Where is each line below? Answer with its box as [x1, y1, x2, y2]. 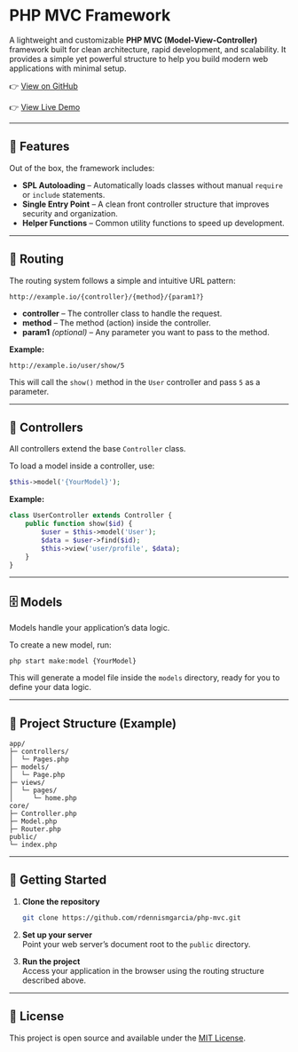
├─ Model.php [9, 817, 58, 826]
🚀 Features [9, 139, 70, 154]
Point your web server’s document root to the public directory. [21, 938, 251, 949]
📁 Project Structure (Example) [9, 716, 177, 731]
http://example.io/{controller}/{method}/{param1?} [9, 292, 204, 302]
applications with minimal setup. [9, 63, 127, 74]
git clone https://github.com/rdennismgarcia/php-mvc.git [21, 913, 241, 922]
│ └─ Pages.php [9, 755, 69, 764]
